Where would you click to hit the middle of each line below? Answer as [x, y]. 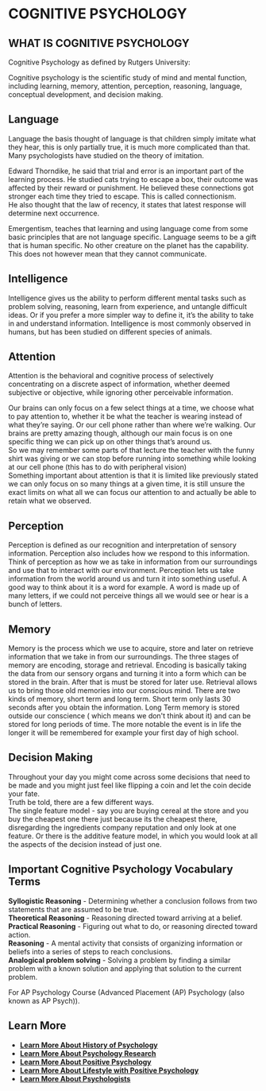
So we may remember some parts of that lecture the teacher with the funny [131, 451]
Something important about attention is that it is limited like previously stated [133, 476]
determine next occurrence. [54, 213]
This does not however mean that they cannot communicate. [108, 253]
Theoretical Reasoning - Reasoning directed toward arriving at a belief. [125, 918]
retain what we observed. [50, 501]
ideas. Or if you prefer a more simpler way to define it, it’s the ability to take [131, 315]
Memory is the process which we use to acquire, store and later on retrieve [131, 648]
